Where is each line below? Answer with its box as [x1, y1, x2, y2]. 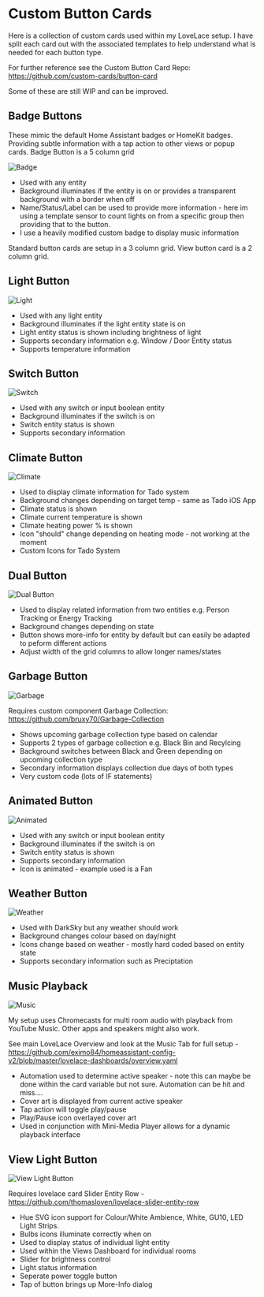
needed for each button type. [8, 47, 104, 57]
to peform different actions [19, 639, 107, 647]
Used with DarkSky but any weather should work [19, 923, 179, 933]
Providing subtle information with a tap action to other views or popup [8, 139, 235, 148]
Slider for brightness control [19, 1254, 111, 1264]
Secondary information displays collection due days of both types [19, 762, 234, 773]
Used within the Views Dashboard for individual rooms [19, 1247, 197, 1256]
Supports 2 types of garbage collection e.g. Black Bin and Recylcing [19, 738, 242, 747]
